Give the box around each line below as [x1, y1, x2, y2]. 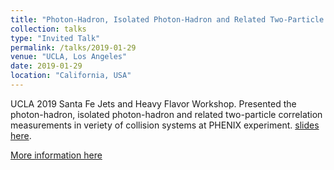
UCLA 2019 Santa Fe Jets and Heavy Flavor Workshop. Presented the [10, 97, 297, 110]
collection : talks [10, 24, 87, 34]
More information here [10, 149, 103, 161]
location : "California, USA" [10, 71, 132, 81]
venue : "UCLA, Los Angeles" [10, 52, 128, 62]
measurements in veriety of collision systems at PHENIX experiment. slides [10, 119, 320, 131]
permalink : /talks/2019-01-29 [10, 42, 137, 53]
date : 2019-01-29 [10, 61, 83, 71]
